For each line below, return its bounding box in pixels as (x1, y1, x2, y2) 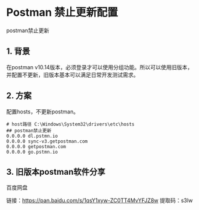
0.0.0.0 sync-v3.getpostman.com (6, 138, 88, 144)
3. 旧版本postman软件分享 (6, 166, 106, 177)
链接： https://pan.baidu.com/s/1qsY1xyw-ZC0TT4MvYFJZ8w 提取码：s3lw (6, 197, 193, 204)
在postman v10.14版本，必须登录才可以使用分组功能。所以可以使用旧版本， (6, 63, 193, 70)
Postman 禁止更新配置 (6, 5, 118, 19)
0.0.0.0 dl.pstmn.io (6, 133, 59, 139)
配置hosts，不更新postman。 (6, 107, 79, 115)
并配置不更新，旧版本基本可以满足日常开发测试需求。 (6, 71, 139, 78)
